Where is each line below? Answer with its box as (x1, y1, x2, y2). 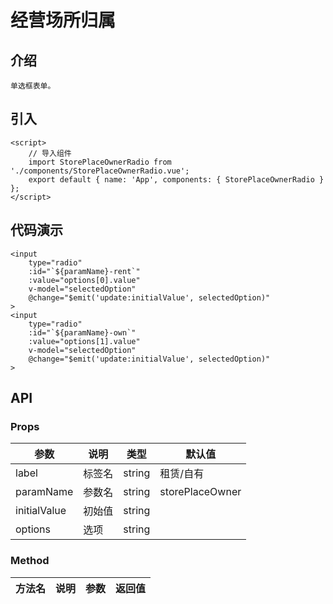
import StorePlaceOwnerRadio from (28, 157, 172, 167)
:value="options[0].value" (28, 275, 141, 285)
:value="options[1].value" (28, 336, 141, 346)
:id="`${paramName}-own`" (28, 327, 137, 338)
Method (10, 554, 50, 568)
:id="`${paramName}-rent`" (28, 266, 141, 276)
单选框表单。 (10, 81, 56, 91)
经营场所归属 (10, 9, 117, 32)
